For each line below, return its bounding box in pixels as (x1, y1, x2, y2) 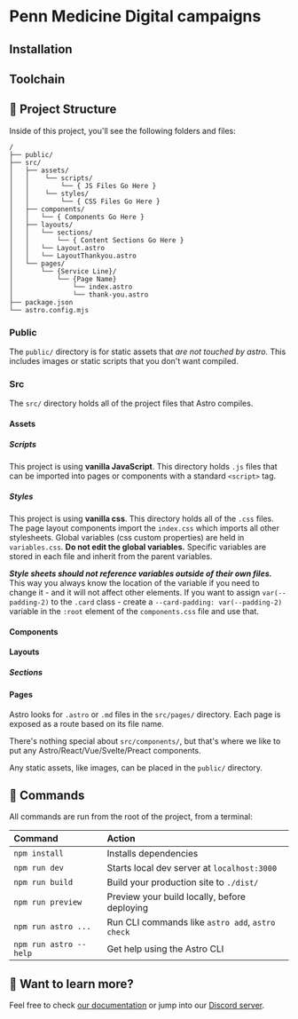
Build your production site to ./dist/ (106, 876, 259, 889)
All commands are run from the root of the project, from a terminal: (9, 811, 253, 822)
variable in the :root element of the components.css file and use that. (9, 605, 260, 616)
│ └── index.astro (9, 282, 133, 291)
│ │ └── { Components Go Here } (9, 212, 145, 221)
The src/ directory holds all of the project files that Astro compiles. (9, 398, 254, 409)
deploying (106, 902, 149, 914)
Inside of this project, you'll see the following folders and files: (9, 125, 237, 136)
